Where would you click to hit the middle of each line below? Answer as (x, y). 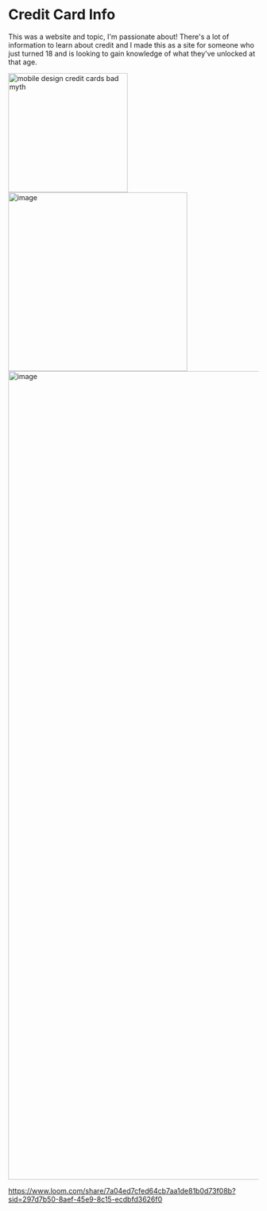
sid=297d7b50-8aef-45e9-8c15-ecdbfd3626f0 (85, 1199)
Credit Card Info (62, 15)
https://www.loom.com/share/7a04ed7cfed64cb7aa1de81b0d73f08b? (122, 1190)
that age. (23, 62)
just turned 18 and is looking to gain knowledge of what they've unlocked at (132, 53)
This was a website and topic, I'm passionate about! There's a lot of (119, 37)
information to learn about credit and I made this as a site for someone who (131, 44)
